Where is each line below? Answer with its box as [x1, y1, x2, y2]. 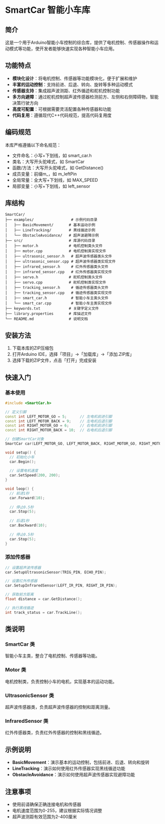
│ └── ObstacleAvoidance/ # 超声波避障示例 [5, 233, 99, 238]
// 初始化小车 [9, 455, 35, 459]
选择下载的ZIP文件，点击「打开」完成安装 [12, 357, 97, 364]
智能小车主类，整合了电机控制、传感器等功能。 [5, 653, 100, 659]
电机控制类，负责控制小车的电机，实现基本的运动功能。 [5, 679, 117, 684]
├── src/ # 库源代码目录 [5, 238, 96, 243]
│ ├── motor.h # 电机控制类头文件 [5, 244, 103, 249]
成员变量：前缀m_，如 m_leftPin [12, 170, 77, 177]
